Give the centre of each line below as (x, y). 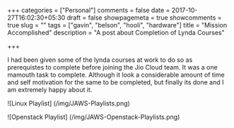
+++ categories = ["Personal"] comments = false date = (89, 10)
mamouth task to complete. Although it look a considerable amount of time (116, 75)
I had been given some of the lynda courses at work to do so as (100, 60)
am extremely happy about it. (50, 90)
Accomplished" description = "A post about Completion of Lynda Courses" (116, 32)
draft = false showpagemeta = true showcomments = (144, 18)
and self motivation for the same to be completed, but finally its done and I (116, 82)
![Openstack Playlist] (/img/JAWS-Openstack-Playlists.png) (94, 117)
